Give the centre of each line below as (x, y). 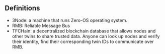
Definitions (22, 8)
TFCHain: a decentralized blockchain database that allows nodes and (84, 31)
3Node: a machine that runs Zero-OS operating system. (70, 20)
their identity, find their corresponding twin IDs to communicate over (83, 41)
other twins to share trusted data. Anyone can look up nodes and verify (86, 36)
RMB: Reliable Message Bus (41, 25)
